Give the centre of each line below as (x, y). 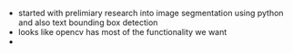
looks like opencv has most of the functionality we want (122, 32)
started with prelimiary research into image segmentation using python (151, 13)
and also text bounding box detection (88, 22)
